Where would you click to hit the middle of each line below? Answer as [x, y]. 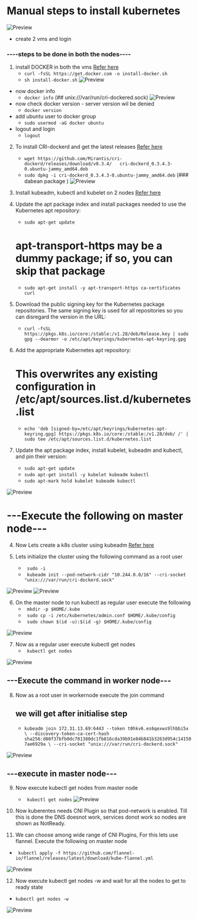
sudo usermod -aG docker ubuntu [64, 123]
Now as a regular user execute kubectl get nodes [75, 644]
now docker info [35, 91]
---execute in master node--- [62, 774]
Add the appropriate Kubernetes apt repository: [73, 350]
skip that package [60, 271]
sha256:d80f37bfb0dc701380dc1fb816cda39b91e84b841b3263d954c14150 [108, 739]
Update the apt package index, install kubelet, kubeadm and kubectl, [99, 450]
